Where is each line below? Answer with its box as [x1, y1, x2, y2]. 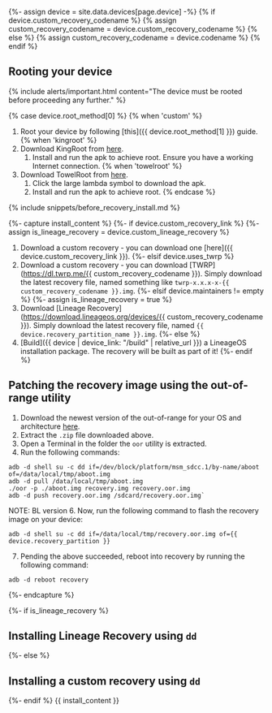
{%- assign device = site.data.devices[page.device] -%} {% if [8, 7, 216, 16]
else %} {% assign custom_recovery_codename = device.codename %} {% [8, 32, 261, 42]
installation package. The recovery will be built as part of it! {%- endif [19, 346, 253, 356]
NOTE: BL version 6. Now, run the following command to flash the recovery [8, 505, 260, 515]
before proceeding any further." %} [8, 95, 127, 105]
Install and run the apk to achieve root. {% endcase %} [32, 187, 216, 197]
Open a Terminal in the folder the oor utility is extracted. [19, 439, 207, 448]
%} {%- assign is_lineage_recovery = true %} [19, 294, 173, 304]
